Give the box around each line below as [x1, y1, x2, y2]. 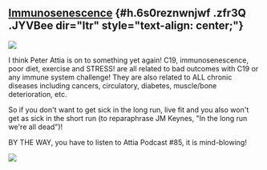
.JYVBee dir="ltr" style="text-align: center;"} [8, 19, 245, 33]
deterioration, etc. [8, 89, 67, 99]
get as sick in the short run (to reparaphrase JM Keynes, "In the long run [8, 113, 248, 123]
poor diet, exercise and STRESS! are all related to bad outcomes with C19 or [8, 63, 259, 73]
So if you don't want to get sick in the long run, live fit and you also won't [8, 104, 249, 115]
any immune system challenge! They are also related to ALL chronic [8, 72, 233, 82]
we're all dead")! [8, 122, 63, 132]
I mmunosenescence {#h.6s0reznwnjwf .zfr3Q [8, 6, 247, 20]
